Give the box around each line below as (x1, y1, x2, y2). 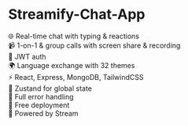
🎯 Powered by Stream (8, 108, 79, 118)
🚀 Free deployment (8, 100, 70, 110)
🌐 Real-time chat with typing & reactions (8, 31, 140, 41)
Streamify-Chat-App (8, 5, 146, 23)
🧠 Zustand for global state (8, 84, 93, 93)
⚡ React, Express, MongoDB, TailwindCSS (8, 72, 144, 81)
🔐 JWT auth (8, 52, 46, 61)
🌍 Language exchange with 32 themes (8, 60, 135, 70)
